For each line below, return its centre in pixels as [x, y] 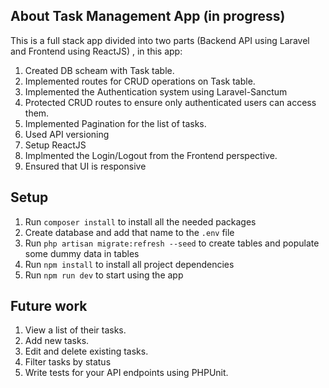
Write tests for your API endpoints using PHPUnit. [126, 373]
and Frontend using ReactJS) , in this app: [96, 51]
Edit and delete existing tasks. [86, 351]
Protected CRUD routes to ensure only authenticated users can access [170, 102]
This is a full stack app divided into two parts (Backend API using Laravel [160, 40]
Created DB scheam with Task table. [99, 70]
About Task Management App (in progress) [148, 16]
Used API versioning [67, 134]
